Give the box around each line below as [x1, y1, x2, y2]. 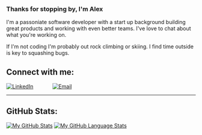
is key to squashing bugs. [6, 49, 70, 57]
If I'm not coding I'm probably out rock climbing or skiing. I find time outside [6, 43, 194, 50]
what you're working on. [6, 31, 67, 39]
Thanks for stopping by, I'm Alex [6, 5, 103, 13]
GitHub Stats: [6, 106, 58, 116]
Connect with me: [6, 67, 75, 77]
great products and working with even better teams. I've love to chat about [6, 25, 191, 32]
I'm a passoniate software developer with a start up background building [6, 19, 186, 26]
